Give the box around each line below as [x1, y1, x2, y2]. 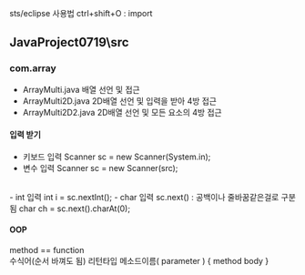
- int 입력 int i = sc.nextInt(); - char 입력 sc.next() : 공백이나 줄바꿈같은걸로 [9, 191, 280, 202]
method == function [9, 245, 85, 256]
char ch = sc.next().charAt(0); [18, 203, 130, 214]
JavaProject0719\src [9, 35, 129, 50]
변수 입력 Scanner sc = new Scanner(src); [22, 162, 178, 173]
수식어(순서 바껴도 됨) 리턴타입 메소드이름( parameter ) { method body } [9, 256, 269, 267]
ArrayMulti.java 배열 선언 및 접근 [22, 84, 140, 95]
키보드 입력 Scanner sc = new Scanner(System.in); [22, 151, 211, 162]
